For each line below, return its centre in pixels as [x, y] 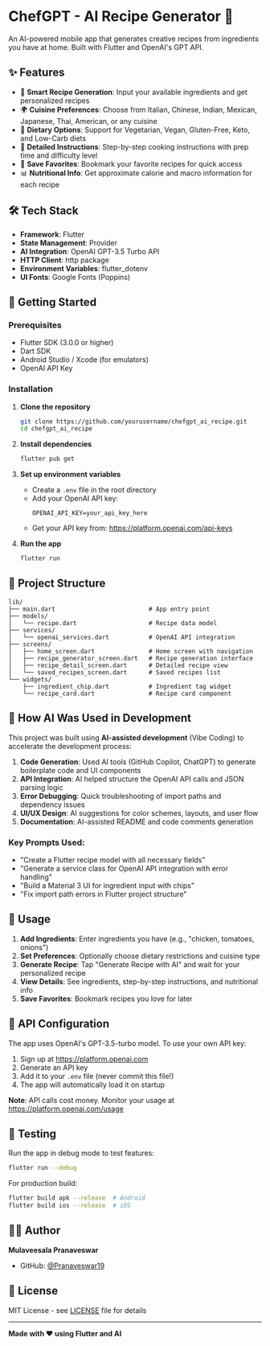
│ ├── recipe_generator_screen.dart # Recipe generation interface [131, 658]
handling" [36, 877]
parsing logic [41, 787]
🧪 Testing [33, 1134]
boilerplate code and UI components [80, 770]
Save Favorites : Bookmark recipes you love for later [106, 998]
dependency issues [53, 805]
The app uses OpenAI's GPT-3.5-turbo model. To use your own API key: [127, 1043]
